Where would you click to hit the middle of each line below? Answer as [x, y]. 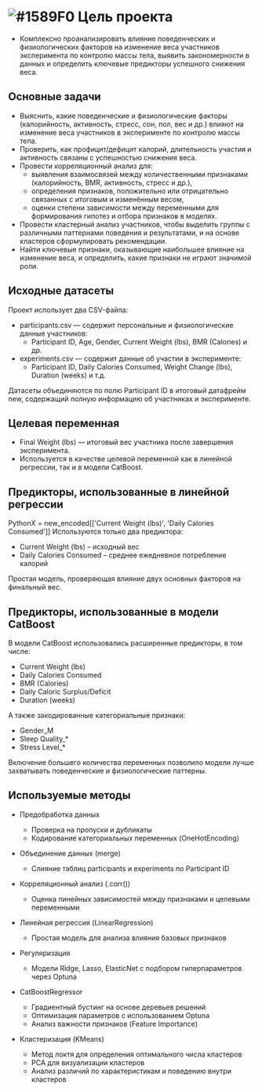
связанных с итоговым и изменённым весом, [107, 199]
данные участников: [53, 333]
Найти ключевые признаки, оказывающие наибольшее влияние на [132, 249]
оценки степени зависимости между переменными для [125, 208]
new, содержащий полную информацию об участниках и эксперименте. [129, 399]
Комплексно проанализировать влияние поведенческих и [117, 39]
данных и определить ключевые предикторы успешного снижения [132, 64]
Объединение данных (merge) [70, 853]
